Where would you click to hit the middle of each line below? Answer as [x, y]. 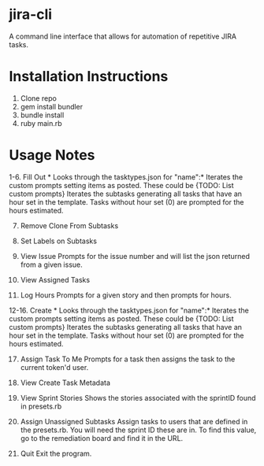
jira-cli [31, 15]
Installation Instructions [89, 77]
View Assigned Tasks [55, 279]
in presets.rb [41, 406]
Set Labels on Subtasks [59, 241]
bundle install [42, 115]
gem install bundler [52, 106]
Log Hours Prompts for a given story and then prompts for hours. [126, 295]
